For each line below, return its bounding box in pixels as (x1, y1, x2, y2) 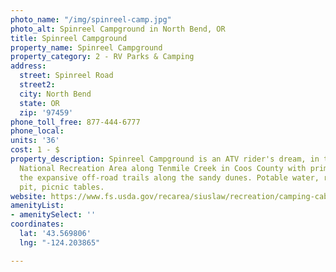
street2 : (19, 80, 56, 90)
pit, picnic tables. (19, 182, 105, 192)
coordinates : (10, 219, 65, 230)
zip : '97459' (19, 107, 74, 118)
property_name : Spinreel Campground (10, 42, 163, 53)
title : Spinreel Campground (10, 33, 128, 43)
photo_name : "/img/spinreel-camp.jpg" (10, 14, 172, 25)
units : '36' (10, 136, 60, 146)
